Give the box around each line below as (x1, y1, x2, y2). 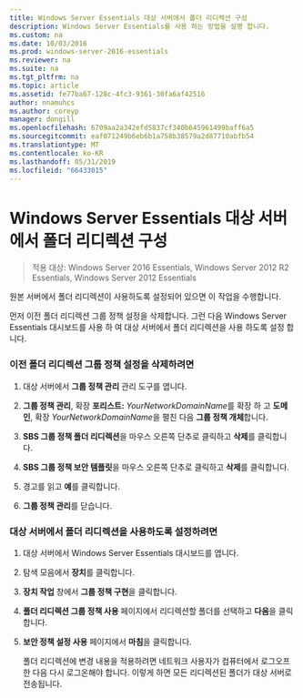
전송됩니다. (22, 678, 63, 689)
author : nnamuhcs (9, 97, 76, 107)
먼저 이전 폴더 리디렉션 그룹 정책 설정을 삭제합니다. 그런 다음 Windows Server (9, 310, 287, 321)
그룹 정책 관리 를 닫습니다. (22, 500, 113, 511)
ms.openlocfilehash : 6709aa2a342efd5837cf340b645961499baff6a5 (9, 124, 255, 133)
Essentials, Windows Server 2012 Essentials (31, 272, 197, 283)
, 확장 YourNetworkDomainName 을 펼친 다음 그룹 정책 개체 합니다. (30, 411, 268, 422)
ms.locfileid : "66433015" (9, 166, 107, 175)
